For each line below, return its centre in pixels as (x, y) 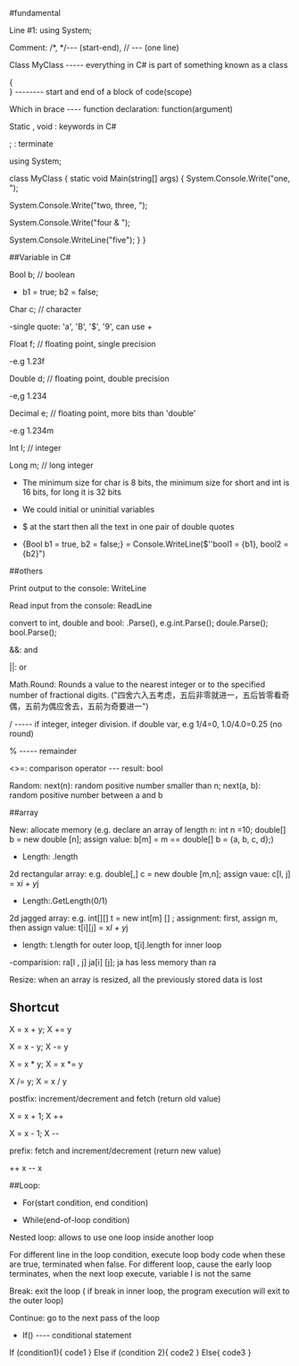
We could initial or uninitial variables (88, 509)
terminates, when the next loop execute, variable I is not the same (130, 1273)
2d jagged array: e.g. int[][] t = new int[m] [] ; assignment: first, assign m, (144, 918)
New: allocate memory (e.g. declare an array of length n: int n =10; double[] (148, 830)
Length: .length (50, 857)
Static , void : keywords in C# (63, 126)
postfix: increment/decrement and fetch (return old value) (115, 1099)
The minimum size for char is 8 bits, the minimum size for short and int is (156, 483)
